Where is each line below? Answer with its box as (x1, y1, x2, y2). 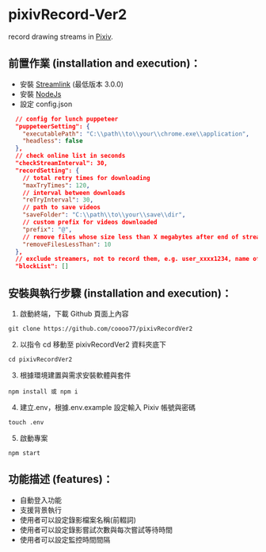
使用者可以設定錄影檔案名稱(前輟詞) (19, 515, 137, 524)
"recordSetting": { (15, 167, 80, 174)
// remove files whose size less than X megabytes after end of (22, 232, 239, 241)
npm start (8, 449, 41, 457)
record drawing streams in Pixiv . (8, 32, 113, 41)
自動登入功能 (19, 495, 62, 504)
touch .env (8, 418, 44, 426)
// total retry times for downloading (22, 174, 150, 182)
